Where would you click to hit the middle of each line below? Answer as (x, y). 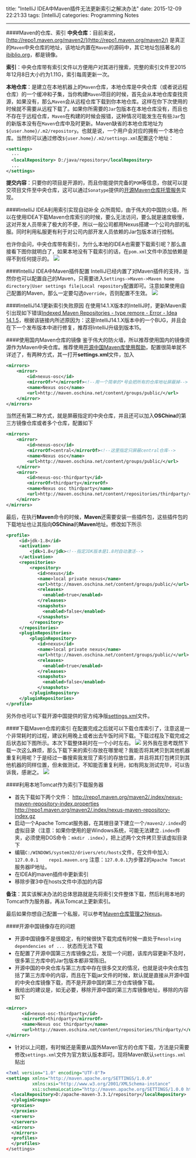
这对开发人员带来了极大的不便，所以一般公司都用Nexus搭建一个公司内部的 (95, 225)
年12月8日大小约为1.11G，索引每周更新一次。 (59, 74)
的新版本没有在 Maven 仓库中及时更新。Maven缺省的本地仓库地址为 (85, 123)
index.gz (25, 816)
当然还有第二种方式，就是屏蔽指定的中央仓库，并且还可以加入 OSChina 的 (94, 416)
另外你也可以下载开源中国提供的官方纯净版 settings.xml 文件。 (79, 716)
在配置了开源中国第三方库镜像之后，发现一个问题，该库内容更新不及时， (101, 953)
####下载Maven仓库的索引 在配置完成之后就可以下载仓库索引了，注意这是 (95, 728)
